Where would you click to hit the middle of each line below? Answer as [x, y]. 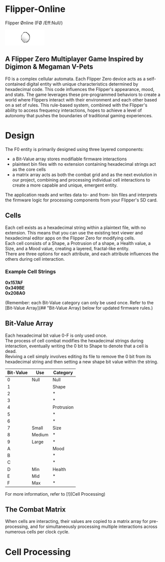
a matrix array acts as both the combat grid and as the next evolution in [85, 175]
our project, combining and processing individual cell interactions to [81, 180]
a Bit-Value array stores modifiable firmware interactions [69, 159]
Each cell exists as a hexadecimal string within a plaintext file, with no [76, 227]
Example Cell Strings [31, 272]
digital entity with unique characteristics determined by [82, 84]
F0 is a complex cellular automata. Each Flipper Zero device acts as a [75, 79]
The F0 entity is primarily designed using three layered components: [74, 149]
